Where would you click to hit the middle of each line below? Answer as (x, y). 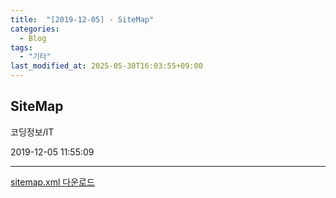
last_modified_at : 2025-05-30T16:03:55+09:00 (106, 66)
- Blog (33, 38)
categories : (35, 29)
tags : (21, 47)
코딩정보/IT (32, 132)
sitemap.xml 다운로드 (52, 182)
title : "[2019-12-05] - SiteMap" (82, 19)
